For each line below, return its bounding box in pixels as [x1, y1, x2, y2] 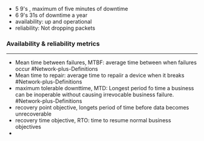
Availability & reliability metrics [6, 39, 100, 48]
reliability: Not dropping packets [15, 24, 95, 31]
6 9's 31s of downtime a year [15, 11, 88, 19]
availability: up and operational [15, 18, 92, 25]
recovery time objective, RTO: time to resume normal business [15, 117, 171, 124]
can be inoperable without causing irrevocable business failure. [15, 91, 174, 99]
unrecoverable [15, 110, 52, 117]
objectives [15, 123, 41, 131]
